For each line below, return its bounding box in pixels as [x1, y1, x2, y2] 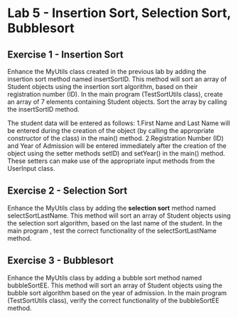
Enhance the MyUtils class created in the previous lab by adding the [7, 68, 207, 75]
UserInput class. [7, 164, 55, 172]
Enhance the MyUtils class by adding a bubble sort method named [7, 273, 202, 282]
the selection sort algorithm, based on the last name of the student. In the [7, 218, 222, 227]
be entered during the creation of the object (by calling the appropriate [7, 127, 215, 134]
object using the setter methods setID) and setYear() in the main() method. [7, 149, 225, 157]
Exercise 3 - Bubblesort [7, 255, 114, 267]
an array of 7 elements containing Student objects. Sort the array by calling [7, 97, 227, 106]
